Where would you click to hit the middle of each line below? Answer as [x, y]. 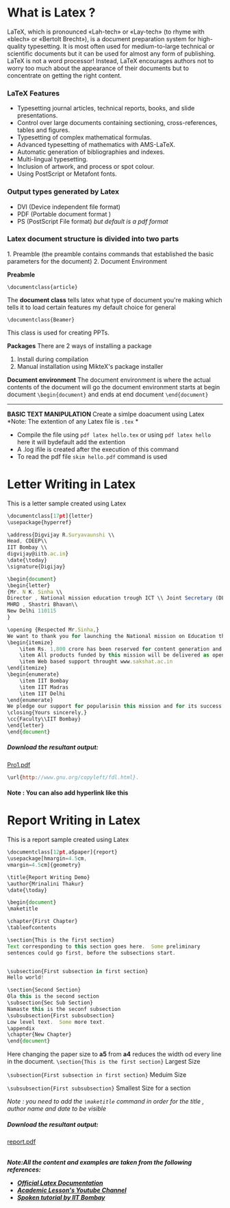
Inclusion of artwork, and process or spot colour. [86, 167]
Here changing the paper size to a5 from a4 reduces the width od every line [114, 1054]
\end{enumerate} [30, 700]
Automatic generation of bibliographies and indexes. [91, 152]
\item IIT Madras [44, 687]
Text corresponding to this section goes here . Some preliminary [104, 946]
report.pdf [22, 1142]
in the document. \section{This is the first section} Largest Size [104, 1062]
